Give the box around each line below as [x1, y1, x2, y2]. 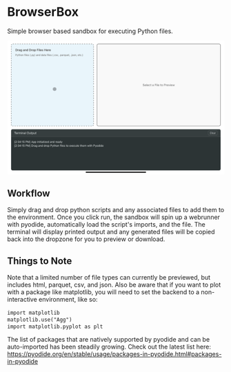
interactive [7, 296, 38, 304]
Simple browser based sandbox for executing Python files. [7, 27, 174, 35]
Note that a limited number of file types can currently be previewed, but [7, 273, 211, 282]
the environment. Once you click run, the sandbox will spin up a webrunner [7, 213, 221, 221]
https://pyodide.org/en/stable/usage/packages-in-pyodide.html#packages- [7, 350, 222, 358]
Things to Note [7, 255, 72, 267]
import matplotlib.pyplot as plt [7, 323, 103, 331]
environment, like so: [39, 296, 98, 304]
